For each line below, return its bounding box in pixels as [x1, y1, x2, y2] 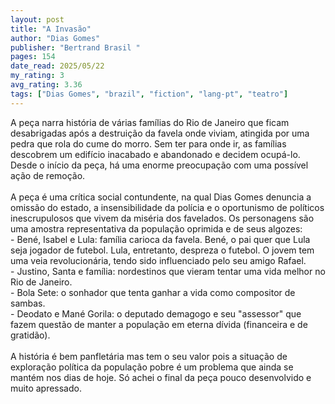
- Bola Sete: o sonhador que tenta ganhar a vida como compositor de [10, 286, 296, 298]
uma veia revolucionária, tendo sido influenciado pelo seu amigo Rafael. [10, 254, 307, 266]
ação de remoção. [10, 169, 86, 181]
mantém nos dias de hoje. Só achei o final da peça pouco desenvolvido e [10, 371, 312, 383]
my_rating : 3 [10, 71, 65, 81]
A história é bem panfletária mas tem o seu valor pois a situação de [10, 350, 288, 362]
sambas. [10, 297, 46, 309]
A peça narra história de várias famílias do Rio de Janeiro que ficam [10, 116, 290, 128]
